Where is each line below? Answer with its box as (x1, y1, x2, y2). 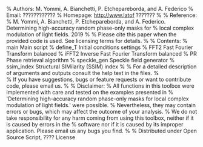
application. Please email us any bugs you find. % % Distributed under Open (6, 127, 197, 134)
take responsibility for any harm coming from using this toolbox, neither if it (6, 114, 194, 122)
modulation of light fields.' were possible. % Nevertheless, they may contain (6, 102, 196, 108)
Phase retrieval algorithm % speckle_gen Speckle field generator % (6, 57, 175, 64)
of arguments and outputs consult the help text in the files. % (6, 70, 159, 76)
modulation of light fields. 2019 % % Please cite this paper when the (6, 31, 177, 38)
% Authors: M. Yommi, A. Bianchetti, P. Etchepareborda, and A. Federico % (6, 5, 194, 12)
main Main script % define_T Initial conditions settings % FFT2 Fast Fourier (6, 44, 193, 51)
